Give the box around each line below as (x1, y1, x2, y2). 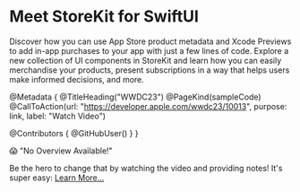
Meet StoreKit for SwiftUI (9, 6, 200, 27)
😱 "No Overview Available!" (9, 145, 114, 156)
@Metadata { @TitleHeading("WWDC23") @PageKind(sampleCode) (9, 92, 261, 102)
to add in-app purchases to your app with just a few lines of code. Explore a (9, 45, 289, 56)
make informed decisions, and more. (9, 74, 145, 84)
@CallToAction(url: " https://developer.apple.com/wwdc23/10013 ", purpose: (9, 100, 287, 111)
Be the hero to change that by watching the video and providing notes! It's (9, 162, 283, 173)
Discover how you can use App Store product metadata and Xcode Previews (9, 36, 292, 47)
